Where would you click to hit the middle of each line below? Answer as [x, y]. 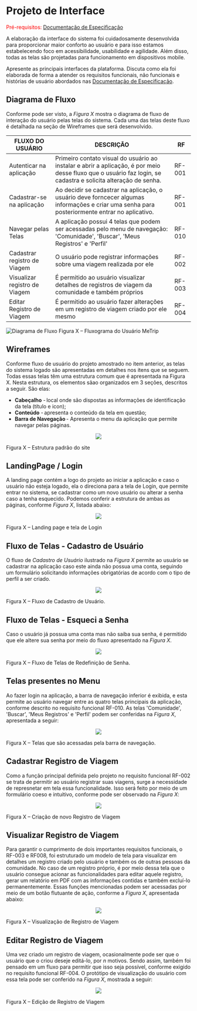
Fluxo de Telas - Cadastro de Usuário [75, 546]
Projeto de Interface [55, 11]
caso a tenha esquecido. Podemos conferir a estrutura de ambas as [88, 499]
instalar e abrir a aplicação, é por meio [108, 165]
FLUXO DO [29, 141]
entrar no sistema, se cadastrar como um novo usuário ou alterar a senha [95, 493]
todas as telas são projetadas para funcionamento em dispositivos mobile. [96, 57]
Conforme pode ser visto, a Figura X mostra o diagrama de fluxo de [88, 114]
